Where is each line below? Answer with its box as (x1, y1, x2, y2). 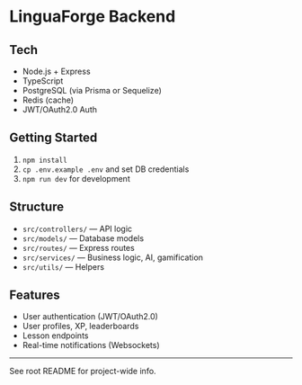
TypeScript (22, 76, 64, 86)
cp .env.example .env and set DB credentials (22, 164, 190, 175)
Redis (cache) (22, 94, 75, 105)
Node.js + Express (22, 66, 92, 76)
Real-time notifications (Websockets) (22, 340, 160, 351)
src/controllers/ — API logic (22, 223, 133, 234)
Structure (9, 200, 65, 215)
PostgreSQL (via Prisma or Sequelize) (22, 85, 162, 95)
